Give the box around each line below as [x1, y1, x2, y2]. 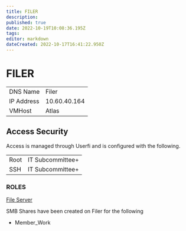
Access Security [6, 127, 68, 137]
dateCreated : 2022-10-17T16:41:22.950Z [6, 42, 105, 48]
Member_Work [14, 219, 51, 226]
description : [6, 14, 38, 20]
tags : [6, 31, 19, 37]
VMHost [9, 107, 32, 115]
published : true [6, 19, 46, 25]
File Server [6, 196, 32, 203]
